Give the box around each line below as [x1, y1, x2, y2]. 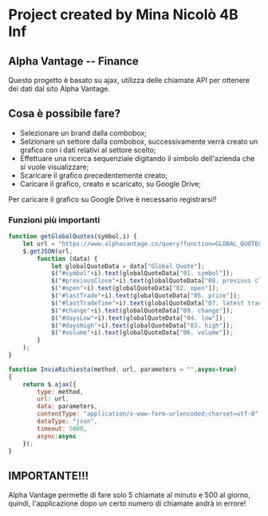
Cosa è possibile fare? [8, 107, 121, 120]
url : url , [37, 395, 69, 404]
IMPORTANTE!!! [8, 469, 89, 483]
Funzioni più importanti [8, 214, 100, 225]
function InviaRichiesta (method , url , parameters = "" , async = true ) [8, 365, 238, 373]
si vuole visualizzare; [19, 162, 89, 171]
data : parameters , [37, 403, 98, 411]
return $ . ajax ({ [22, 380, 77, 388]
